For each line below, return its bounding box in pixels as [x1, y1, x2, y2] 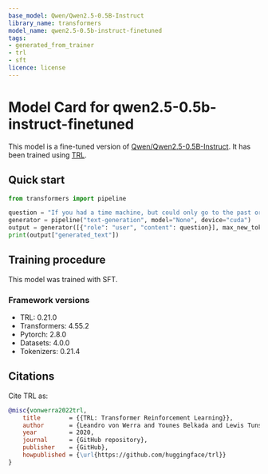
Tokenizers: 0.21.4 [19, 346, 81, 356]
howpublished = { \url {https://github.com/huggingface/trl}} [22, 451, 227, 460]
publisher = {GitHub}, [22, 444, 109, 452]
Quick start [8, 173, 65, 187]
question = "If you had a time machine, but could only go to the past [8, 209, 251, 217]
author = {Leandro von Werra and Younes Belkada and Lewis [22, 421, 245, 429]
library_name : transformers [8, 19, 102, 27]
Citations [8, 369, 55, 384]
